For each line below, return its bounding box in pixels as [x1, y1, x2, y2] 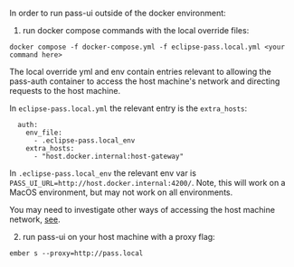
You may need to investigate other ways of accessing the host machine [9, 205, 276, 215]
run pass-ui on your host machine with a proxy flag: [22, 232, 215, 242]
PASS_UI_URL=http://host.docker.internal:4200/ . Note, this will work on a [9, 178, 286, 188]
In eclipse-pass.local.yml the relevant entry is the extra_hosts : [9, 103, 248, 114]
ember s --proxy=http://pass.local [9, 249, 144, 258]
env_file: [25, 128, 63, 137]
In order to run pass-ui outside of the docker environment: [9, 8, 226, 18]
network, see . [9, 214, 61, 225]
